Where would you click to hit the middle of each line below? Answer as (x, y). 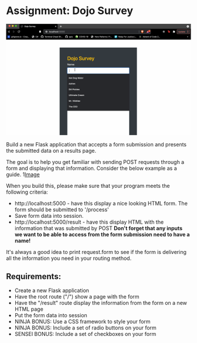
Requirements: (34, 277)
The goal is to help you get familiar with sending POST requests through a (95, 162)
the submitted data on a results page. (51, 150)
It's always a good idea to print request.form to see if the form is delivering (96, 252)
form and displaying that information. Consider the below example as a (91, 168)
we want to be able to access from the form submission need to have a (102, 234)
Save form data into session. (49, 215)
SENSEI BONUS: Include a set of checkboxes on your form (85, 334)
